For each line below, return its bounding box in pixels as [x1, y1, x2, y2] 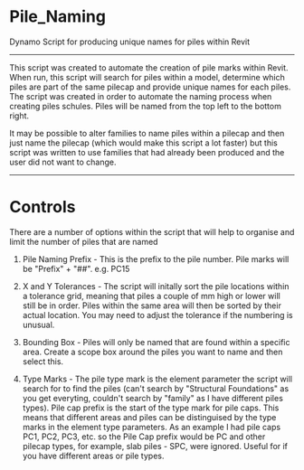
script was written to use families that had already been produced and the [9, 146, 285, 157]
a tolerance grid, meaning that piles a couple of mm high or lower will [22, 290, 280, 301]
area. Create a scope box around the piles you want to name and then [22, 346, 283, 357]
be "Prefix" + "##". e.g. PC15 [22, 263, 130, 274]
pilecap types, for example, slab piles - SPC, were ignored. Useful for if [22, 440, 288, 451]
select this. [22, 355, 64, 367]
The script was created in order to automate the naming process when [9, 90, 272, 101]
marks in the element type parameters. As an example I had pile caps [22, 421, 281, 432]
